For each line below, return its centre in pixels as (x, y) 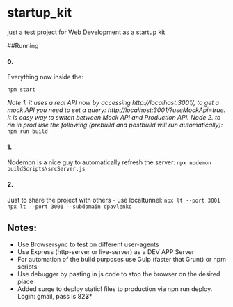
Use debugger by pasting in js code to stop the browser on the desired (119, 274)
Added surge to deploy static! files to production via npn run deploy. (115, 289)
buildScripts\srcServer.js (46, 169)
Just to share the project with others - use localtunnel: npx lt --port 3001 (114, 200)
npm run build (28, 132)
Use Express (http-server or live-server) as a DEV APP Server (106, 252)
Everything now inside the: (45, 77)
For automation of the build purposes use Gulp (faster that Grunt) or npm (121, 260)
